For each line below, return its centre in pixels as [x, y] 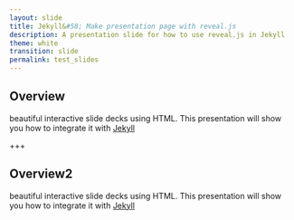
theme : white [34, 43]
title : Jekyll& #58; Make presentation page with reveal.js [123, 26]
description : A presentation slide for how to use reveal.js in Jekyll [147, 34]
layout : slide [36, 18]
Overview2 [41, 174]
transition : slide [44, 52]
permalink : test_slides [54, 60]
